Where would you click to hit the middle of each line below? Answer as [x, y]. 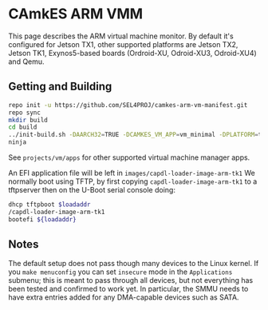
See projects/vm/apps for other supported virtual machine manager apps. [129, 157]
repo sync [25, 113]
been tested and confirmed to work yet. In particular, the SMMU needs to [128, 289]
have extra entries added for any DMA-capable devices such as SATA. [124, 297]
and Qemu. [27, 62]
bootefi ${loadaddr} [43, 219]
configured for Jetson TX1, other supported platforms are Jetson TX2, [123, 44]
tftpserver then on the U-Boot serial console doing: [92, 190]
